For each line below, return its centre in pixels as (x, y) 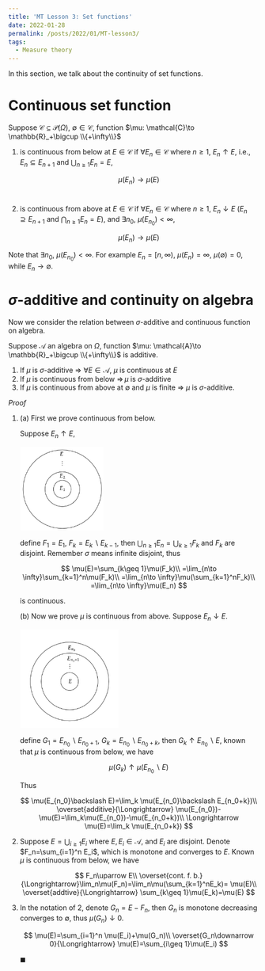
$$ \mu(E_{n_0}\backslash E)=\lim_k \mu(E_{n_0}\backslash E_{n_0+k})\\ (139, 801)
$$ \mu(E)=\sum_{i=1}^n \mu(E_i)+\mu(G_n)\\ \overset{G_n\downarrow (139, 935)
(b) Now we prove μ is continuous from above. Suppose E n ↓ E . (123, 617)
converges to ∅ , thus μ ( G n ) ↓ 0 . (72, 919)
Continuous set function (90, 106)
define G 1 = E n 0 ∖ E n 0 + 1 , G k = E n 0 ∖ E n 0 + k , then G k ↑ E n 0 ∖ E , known (132, 742)
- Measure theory (44, 50)
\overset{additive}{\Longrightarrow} (115, 809)
